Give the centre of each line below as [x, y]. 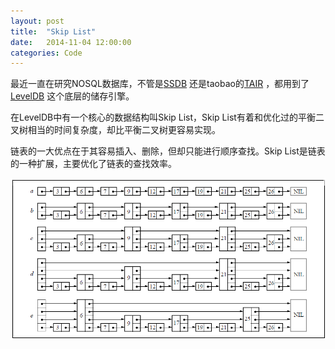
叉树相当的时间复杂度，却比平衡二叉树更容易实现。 [115, 130]
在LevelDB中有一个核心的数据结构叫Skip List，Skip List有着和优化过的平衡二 [167, 117]
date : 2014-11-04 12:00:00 [71, 42]
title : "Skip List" [53, 31]
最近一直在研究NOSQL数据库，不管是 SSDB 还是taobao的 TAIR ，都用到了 [160, 84]
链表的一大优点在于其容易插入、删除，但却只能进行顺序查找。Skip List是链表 [168, 151]
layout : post [37, 21]
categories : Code [46, 53]
